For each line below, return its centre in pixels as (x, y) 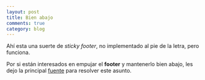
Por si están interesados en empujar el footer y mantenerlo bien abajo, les (100, 64)
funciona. (18, 53)
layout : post (23, 12)
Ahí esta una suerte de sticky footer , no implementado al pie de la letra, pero (103, 46)
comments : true (26, 23)
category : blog (26, 29)
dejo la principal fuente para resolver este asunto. (69, 71)
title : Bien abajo (30, 18)
